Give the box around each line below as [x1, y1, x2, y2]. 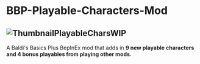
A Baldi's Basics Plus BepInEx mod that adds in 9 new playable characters [6, 44, 195, 51]
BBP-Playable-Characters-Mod [6, 4, 168, 18]
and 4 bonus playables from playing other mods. [6, 51, 132, 58]
